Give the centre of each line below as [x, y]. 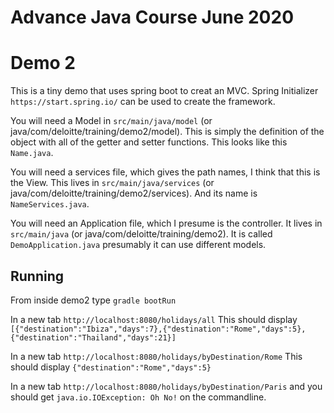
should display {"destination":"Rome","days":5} [111, 367]
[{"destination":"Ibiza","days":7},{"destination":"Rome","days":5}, [158, 329]
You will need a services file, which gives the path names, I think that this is [165, 172]
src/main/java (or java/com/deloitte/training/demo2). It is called [141, 234]
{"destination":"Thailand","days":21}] [93, 337]
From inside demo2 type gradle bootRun [93, 300]
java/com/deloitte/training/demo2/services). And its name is [134, 193]
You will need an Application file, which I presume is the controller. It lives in [166, 223]
